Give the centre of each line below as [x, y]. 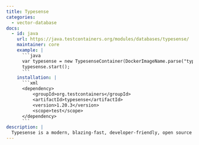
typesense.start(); [46, 67]
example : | [30, 50]
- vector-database [34, 22]
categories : [21, 17]
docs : [13, 28]
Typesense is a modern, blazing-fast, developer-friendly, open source [102, 133]
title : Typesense [28, 12]
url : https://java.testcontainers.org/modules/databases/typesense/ [103, 39]
